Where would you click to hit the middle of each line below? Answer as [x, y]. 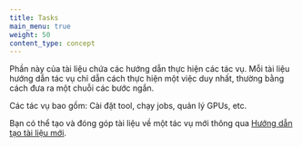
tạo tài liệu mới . [38, 133]
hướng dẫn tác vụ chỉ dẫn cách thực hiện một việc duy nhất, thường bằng [147, 79]
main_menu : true [40, 26]
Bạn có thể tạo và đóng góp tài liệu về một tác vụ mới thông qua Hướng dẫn [151, 123]
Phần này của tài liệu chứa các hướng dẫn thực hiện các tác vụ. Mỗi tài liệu [150, 69]
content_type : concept [52, 43]
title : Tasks [34, 18]
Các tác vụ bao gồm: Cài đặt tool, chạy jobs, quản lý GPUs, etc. [128, 106]
